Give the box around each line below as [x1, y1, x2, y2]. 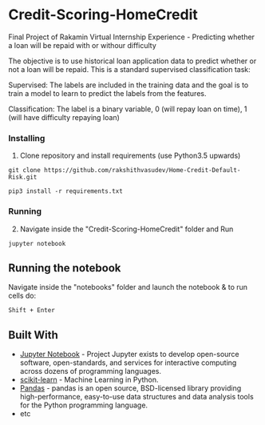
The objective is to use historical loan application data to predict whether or [8, 56, 257, 66]
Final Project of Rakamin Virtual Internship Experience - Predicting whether [8, 32, 255, 42]
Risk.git [8, 174, 38, 182]
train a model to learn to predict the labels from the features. [8, 88, 207, 98]
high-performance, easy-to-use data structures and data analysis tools [19, 392, 254, 402]
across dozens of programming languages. [19, 367, 162, 376]
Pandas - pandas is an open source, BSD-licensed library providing [19, 383, 242, 393]
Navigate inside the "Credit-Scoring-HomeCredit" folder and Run [19, 224, 234, 234]
